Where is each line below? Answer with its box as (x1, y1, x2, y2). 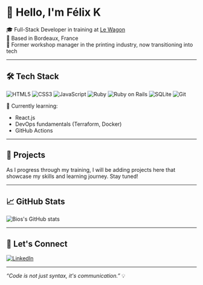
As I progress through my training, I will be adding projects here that (6, 166, 176, 173)
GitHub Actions (14, 126, 53, 134)
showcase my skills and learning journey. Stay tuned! (6, 172, 138, 180)
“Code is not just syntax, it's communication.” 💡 (6, 272, 126, 280)
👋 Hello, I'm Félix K (6, 5, 101, 19)
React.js (14, 114, 36, 121)
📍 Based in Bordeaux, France (6, 34, 79, 42)
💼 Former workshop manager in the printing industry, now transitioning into (6, 41, 193, 48)
